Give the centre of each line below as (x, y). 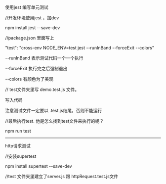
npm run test (18, 131)
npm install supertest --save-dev (39, 166)
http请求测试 (18, 146)
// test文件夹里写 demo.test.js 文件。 (42, 90)
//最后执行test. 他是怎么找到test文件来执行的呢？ (55, 121)
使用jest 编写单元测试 (27, 7)
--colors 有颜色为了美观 (29, 79)
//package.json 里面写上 (30, 38)
